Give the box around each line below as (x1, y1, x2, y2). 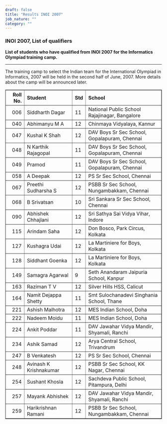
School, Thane (88, 298, 122, 305)
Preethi (26, 181, 44, 188)
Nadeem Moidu (26, 314, 63, 321)
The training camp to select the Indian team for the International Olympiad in (5, 68, 162, 75)
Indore (88, 216, 103, 223)
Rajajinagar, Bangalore (88, 112, 141, 119)
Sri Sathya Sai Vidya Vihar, (88, 210, 151, 217)
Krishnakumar (26, 366, 60, 373)
